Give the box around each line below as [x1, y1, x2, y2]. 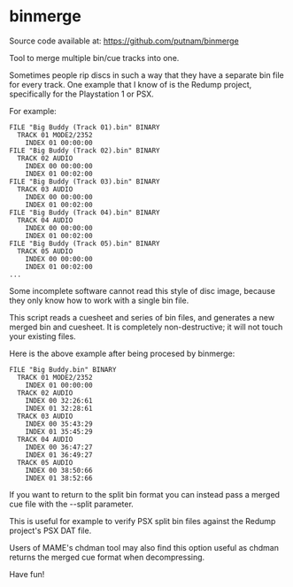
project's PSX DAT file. [9, 525, 92, 536]
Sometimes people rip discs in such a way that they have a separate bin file [9, 69, 285, 81]
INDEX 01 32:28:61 [25, 404, 93, 413]
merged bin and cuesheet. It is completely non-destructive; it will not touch [9, 321, 283, 332]
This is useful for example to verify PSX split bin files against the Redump [9, 515, 276, 526]
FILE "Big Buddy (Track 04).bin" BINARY [9, 208, 161, 217]
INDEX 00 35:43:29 [25, 419, 93, 429]
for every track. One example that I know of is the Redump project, [9, 79, 252, 89]
